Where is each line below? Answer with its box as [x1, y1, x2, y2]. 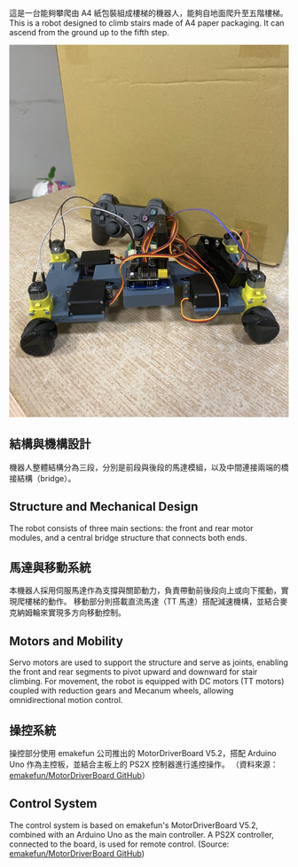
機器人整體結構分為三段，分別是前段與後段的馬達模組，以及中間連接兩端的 [9, 462, 281, 473]
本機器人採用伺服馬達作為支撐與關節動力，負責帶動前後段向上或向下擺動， [9, 585, 281, 596]
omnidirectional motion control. [9, 695, 123, 706]
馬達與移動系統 [9, 560, 91, 575]
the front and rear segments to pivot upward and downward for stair [9, 667, 258, 677]
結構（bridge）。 [16, 473, 76, 483]
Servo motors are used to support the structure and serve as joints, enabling [9, 657, 288, 668]
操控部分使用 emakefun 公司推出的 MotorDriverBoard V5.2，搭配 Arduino [9, 748, 277, 759]
